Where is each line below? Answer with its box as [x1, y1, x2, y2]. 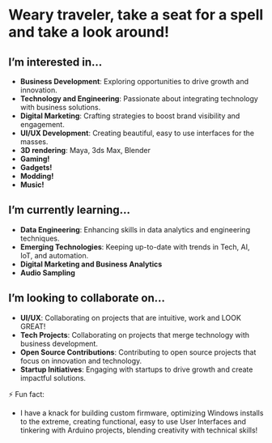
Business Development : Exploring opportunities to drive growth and [19, 77, 249, 86]
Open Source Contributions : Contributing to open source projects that [19, 347, 257, 357]
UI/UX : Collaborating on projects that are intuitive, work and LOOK [19, 313, 241, 322]
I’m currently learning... [8, 203, 131, 217]
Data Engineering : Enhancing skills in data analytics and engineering [19, 224, 251, 234]
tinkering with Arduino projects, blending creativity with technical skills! [19, 425, 258, 435]
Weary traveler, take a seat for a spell [8, 6, 264, 24]
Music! [19, 180, 45, 190]
